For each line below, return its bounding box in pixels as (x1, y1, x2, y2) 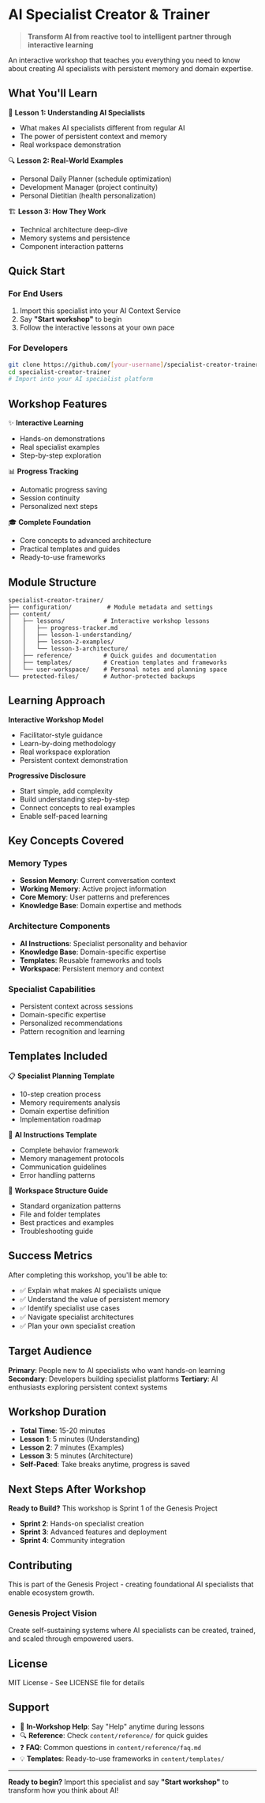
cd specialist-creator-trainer (8, 368, 111, 376)
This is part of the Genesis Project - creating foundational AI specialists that (8, 1579, 254, 1589)
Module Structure (8, 575, 97, 589)
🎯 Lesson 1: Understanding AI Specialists (8, 108, 146, 117)
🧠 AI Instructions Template (8, 1130, 97, 1139)
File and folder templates (19, 1209, 101, 1219)
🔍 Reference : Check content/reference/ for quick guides (19, 1730, 208, 1740)
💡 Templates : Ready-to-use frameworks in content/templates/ (19, 1753, 225, 1763)
